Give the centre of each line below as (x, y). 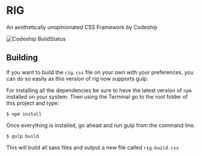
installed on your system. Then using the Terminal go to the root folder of (97, 96)
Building (22, 58)
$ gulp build (23, 136)
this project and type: (33, 103)
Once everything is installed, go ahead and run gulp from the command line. (101, 125)
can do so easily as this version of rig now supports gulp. (78, 78)
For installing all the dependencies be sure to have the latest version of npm (99, 90)
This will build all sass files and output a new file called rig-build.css (93, 147)
